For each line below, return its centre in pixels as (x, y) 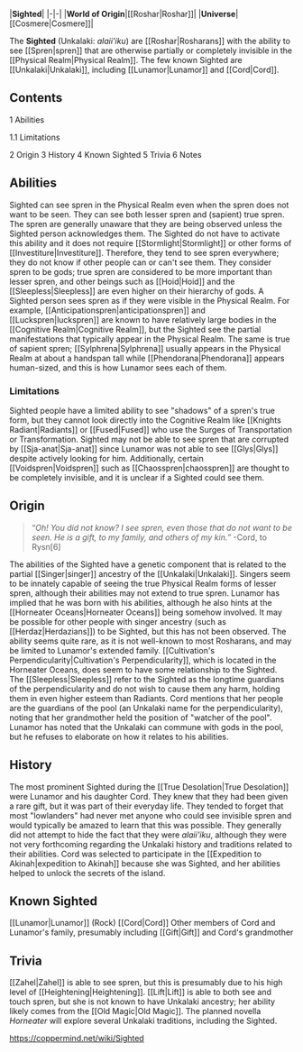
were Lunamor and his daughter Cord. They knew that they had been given (149, 796)
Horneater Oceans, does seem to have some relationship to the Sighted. (143, 669)
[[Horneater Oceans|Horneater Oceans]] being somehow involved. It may (146, 612)
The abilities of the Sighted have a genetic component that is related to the (148, 564)
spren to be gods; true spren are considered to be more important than (141, 271)
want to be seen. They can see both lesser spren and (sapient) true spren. (147, 214)
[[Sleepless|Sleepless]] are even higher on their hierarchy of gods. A (137, 291)
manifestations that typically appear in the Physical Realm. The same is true (150, 339)
